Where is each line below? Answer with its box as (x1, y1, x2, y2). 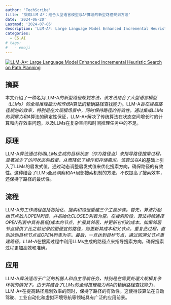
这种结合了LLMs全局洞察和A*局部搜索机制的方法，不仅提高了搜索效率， (14, 170, 165, 176)
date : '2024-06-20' (5, 17, 47, 22)
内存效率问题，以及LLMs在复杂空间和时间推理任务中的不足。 (14, 120, 141, 126)
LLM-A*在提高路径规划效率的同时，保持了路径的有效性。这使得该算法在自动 (5, 288, 164, 294)
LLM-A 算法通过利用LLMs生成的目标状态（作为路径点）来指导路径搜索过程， (5, 150, 164, 157)
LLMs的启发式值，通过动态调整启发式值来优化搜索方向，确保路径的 (14, 163, 155, 170)
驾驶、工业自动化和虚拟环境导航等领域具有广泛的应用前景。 (5, 294, 130, 300)
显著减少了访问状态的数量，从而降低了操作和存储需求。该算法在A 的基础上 (5, 157, 160, 163)
